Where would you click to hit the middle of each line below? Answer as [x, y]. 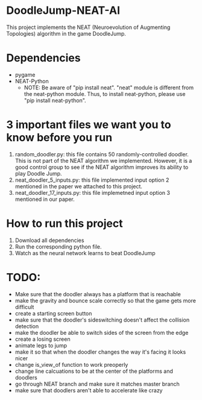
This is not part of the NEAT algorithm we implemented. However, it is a [103, 160]
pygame [25, 75]
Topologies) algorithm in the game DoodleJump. [66, 33]
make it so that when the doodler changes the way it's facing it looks [100, 352]
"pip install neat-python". [55, 100]
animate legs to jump [41, 345]
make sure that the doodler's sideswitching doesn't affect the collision [102, 320]
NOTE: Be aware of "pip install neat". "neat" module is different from [109, 87]
